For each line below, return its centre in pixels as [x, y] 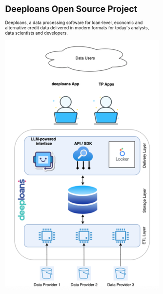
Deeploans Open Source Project [71, 9]
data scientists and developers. [37, 33]
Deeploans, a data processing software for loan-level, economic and [74, 22]
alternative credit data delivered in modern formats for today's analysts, [77, 27]
